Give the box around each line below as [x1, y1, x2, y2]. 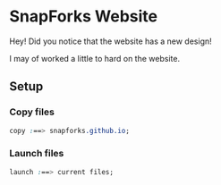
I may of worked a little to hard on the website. [9, 53, 181, 63]
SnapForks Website [9, 6, 158, 27]
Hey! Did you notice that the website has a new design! [9, 36, 212, 46]
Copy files [9, 105, 55, 118]
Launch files [9, 147, 64, 160]
